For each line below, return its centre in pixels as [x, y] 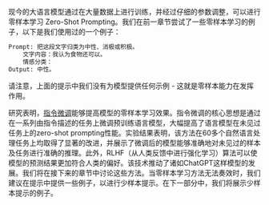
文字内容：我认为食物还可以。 [64, 54]
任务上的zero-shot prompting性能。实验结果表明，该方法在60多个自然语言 [131, 133]
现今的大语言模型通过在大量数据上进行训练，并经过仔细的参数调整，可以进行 [134, 12]
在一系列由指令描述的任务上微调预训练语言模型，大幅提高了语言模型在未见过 [134, 123]
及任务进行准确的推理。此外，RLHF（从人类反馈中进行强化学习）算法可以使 [133, 153]
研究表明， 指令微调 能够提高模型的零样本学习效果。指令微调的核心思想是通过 [134, 113]
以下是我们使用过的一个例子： [71, 32]
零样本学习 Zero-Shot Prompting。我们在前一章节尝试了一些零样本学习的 [128, 22]
